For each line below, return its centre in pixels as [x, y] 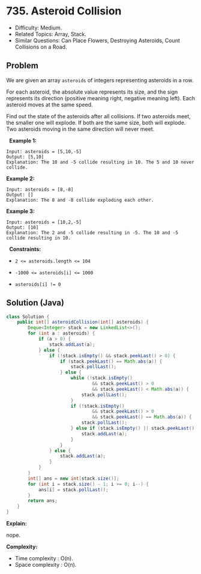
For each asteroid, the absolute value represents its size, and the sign [92, 92]
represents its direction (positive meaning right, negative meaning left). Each [100, 98]
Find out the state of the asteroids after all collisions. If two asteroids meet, [98, 116]
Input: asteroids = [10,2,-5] [44, 222]
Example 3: [20, 211]
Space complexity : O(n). [46, 565]
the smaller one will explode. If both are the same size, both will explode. [96, 122]
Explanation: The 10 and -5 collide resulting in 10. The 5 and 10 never [100, 162]
